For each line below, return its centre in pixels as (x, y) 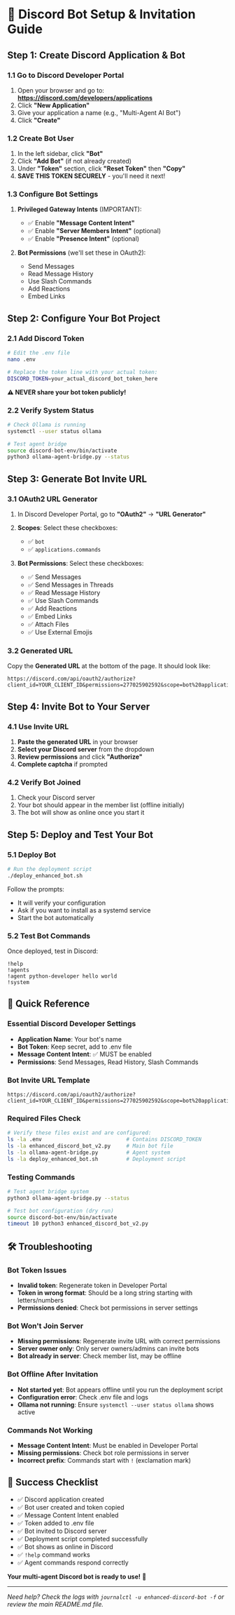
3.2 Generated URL (40, 651)
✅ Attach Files (48, 625)
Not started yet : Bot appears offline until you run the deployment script (120, 1390)
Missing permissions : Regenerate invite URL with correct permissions (119, 1341)
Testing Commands (41, 1177)
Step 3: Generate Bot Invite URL (77, 479)
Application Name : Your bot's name (70, 1039)
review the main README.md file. (55, 1604)
